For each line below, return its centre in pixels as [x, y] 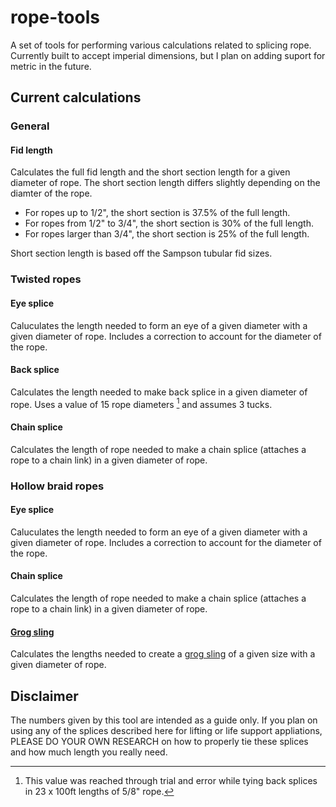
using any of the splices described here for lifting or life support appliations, [166, 730]
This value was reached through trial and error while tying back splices [171, 780]
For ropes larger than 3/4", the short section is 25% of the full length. [167, 234]
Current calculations [76, 97]
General [30, 126]
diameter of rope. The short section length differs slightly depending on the [165, 183]
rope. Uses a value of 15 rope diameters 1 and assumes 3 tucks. [141, 403]
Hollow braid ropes [57, 486]
